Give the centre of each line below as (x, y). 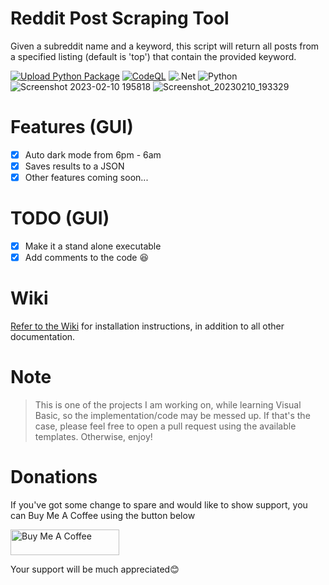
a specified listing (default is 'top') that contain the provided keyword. (153, 56)
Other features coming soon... (86, 177)
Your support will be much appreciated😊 (95, 569)
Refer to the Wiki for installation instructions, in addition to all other (147, 326)
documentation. (43, 337)
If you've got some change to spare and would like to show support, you (159, 504)
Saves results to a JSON (74, 166)
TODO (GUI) (60, 218)
